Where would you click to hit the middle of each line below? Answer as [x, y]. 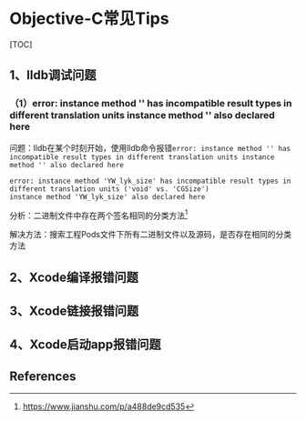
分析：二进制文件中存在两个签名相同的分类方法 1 [99, 215]
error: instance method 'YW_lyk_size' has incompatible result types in [150, 181]
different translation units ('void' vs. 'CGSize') [109, 189]
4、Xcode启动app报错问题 [85, 345]
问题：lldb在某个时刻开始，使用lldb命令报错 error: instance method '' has [150, 147]
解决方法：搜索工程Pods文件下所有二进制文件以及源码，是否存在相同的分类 [151, 235]
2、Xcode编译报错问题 [74, 277]
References [43, 376]
